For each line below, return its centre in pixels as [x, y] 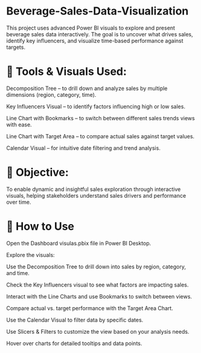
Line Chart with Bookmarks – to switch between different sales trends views [101, 118]
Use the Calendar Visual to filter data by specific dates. [75, 320]
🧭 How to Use [40, 226]
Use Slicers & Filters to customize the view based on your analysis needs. [98, 331]
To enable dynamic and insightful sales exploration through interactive [94, 189]
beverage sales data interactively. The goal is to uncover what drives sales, [100, 34]
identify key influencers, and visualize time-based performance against [95, 40]
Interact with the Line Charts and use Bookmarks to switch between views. [99, 296]
